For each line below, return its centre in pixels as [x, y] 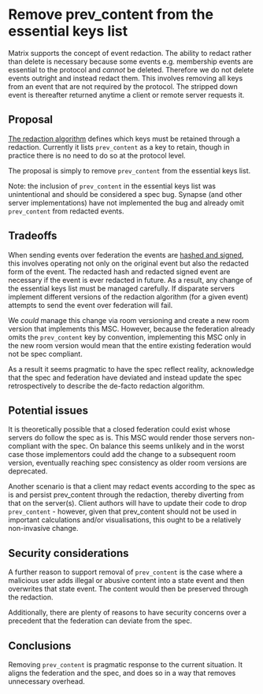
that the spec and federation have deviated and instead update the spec [125, 377]
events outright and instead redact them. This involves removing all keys [126, 78]
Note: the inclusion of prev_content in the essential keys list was [112, 186]
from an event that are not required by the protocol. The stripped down [123, 86]
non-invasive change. [43, 529]
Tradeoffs [33, 236]
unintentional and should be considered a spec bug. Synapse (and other [125, 194]
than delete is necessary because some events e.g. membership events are [131, 61]
